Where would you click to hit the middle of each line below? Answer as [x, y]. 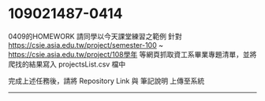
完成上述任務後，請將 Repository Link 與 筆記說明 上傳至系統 [106, 81]
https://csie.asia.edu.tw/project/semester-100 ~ [86, 45]
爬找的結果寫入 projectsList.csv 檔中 [67, 64]
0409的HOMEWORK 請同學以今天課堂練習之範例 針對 [95, 36]
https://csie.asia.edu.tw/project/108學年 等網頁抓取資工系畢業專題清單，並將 [132, 54]
